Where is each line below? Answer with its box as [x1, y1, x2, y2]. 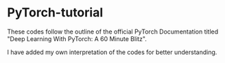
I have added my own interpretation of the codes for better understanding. [7, 48, 217, 56]
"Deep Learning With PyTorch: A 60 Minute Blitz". [7, 34, 147, 42]
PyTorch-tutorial [7, 5, 104, 21]
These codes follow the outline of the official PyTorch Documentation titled [7, 27, 219, 36]
